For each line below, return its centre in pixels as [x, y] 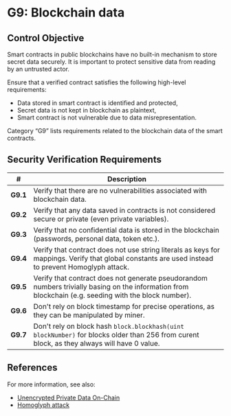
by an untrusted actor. [38, 69]
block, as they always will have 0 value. [97, 343]
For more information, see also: [51, 384]
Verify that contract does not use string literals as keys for [126, 250]
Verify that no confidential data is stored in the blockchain [126, 230]
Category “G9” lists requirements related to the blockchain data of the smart [115, 131]
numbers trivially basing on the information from [111, 286]
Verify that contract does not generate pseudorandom [121, 278]
